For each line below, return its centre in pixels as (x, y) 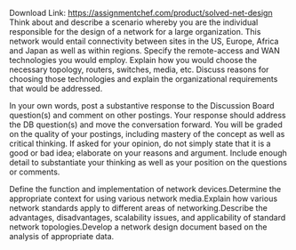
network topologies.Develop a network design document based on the (138, 227)
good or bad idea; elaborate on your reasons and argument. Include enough (148, 153)
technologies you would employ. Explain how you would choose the (133, 60)
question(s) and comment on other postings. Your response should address (148, 115)
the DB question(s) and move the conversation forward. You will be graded (146, 125)
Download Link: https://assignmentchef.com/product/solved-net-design (141, 13)
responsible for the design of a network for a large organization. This (135, 32)
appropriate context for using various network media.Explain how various (144, 198)
